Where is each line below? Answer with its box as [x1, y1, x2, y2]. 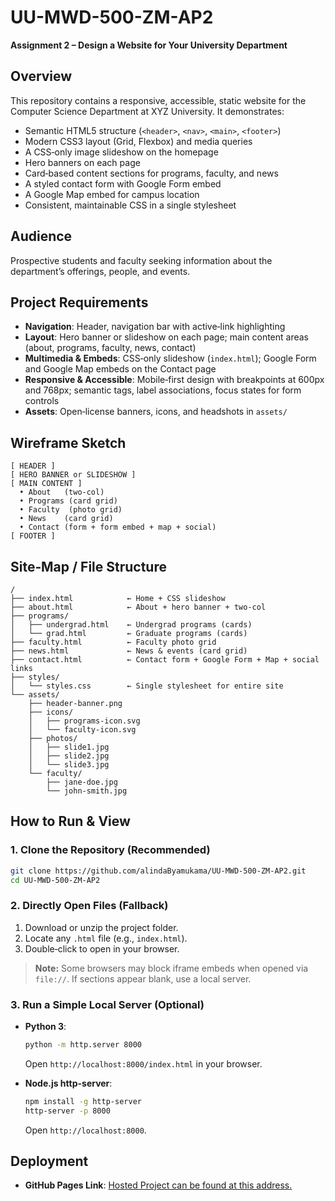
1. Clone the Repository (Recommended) [10, 843, 211, 857]
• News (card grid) [19, 514, 114, 524]
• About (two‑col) [19, 487, 105, 498]
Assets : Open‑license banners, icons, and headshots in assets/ [24, 406, 288, 418]
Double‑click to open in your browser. [24, 942, 180, 955]
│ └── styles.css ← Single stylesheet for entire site [10, 681, 284, 691]
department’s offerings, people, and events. [10, 265, 191, 277]
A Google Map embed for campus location [24, 188, 200, 200]
